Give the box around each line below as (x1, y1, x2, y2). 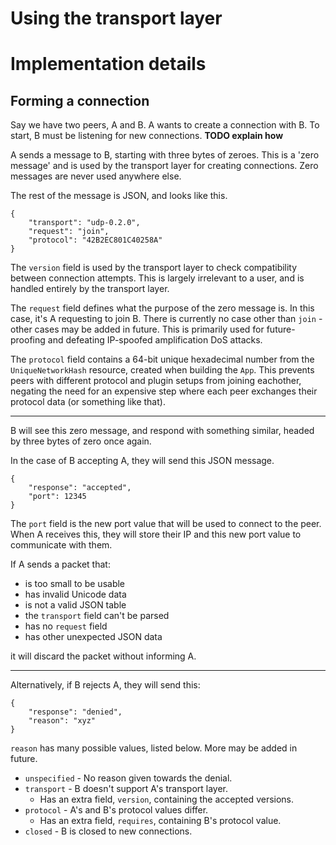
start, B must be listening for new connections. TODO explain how (10, 130, 284, 142)
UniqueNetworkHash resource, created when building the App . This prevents (10, 364, 315, 376)
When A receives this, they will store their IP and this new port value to (10, 528, 302, 541)
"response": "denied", (28, 707, 123, 717)
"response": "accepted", (28, 483, 132, 493)
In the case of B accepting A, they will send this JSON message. (10, 455, 275, 467)
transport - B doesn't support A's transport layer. (24, 783, 229, 795)
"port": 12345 (28, 492, 87, 502)
